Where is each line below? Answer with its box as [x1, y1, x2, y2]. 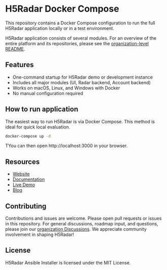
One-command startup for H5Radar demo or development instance [12, 74, 153, 80]
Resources [5, 157, 40, 166]
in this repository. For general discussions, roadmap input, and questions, [5, 221, 158, 227]
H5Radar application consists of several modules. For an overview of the [5, 35, 157, 41]
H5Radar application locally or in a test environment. [5, 25, 114, 31]
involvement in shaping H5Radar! [5, 231, 74, 238]
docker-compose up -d [5, 133, 51, 139]
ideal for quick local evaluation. [5, 124, 70, 130]
